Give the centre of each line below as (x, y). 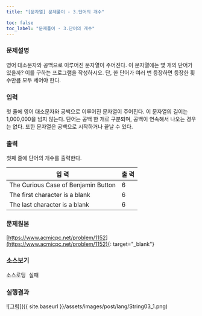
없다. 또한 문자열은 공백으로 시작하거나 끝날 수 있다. (73, 126)
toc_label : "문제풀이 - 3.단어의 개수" (51, 28)
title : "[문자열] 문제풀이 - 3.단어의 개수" (55, 12)
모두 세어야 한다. (42, 80)
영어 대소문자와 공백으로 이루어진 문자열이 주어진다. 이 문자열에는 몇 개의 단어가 (99, 65)
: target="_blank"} (132, 244)
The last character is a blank (49, 205)
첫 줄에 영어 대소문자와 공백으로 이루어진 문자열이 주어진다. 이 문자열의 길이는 (97, 111)
